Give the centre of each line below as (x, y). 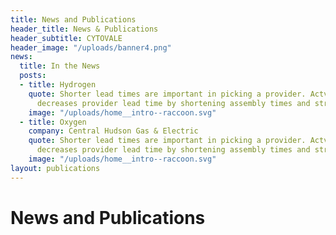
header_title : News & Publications (84, 29)
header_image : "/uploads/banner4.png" (91, 47)
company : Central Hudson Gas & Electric (113, 131)
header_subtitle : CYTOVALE (66, 38)
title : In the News (60, 66)
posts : (33, 76)
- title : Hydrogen (58, 85)
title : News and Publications (73, 19)
